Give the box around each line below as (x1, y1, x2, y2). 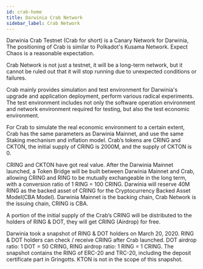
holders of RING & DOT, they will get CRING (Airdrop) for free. (6, 218, 161, 225)
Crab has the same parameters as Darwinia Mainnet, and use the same (6, 130, 184, 137)
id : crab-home (6, 9, 43, 15)
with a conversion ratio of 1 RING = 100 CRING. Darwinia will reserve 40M (6, 180, 190, 188)
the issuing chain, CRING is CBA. (6, 200, 89, 207)
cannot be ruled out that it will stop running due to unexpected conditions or (6, 68, 197, 75)
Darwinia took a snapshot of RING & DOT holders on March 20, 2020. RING (6, 230, 194, 237)
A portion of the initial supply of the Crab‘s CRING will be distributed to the (6, 212, 193, 219)
